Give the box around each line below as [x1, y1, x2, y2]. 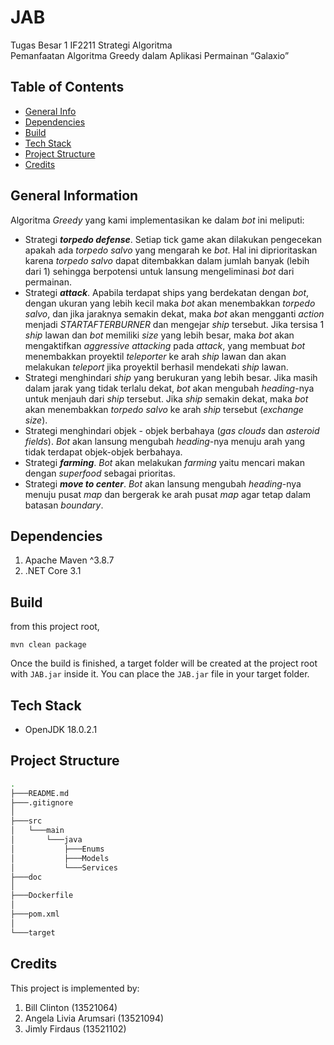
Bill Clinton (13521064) [24, 1001, 118, 1013]
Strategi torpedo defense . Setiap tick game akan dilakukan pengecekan [24, 233, 322, 245]
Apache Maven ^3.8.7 [24, 554, 115, 566]
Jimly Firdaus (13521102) [24, 1022, 127, 1035]
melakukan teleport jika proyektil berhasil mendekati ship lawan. [24, 361, 289, 373]
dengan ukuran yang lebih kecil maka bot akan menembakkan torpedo [24, 297, 316, 309]
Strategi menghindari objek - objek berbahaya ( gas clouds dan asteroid [24, 424, 320, 436]
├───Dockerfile [10, 891, 74, 901]
